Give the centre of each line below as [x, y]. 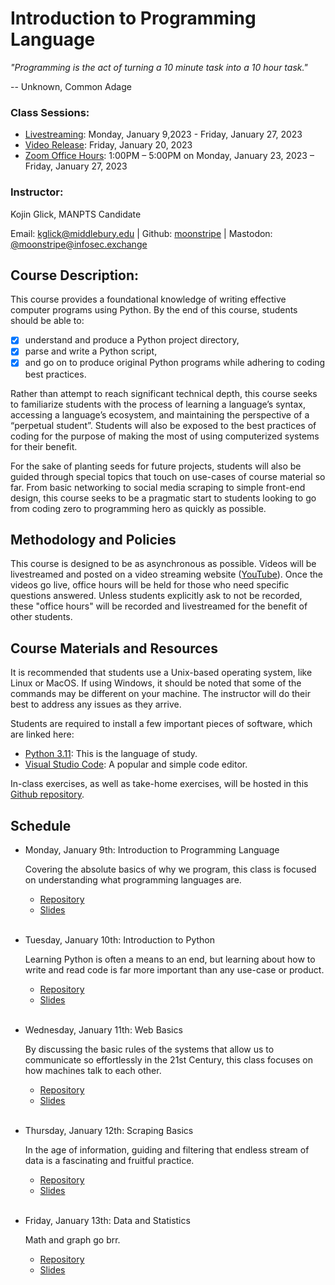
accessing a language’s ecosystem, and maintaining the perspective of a [160, 414]
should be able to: [47, 321]
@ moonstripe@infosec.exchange [79, 244]
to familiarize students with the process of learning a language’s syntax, [158, 404]
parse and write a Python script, [91, 351]
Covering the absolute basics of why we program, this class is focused [170, 869]
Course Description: [74, 275]
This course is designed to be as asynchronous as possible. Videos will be [163, 564]
